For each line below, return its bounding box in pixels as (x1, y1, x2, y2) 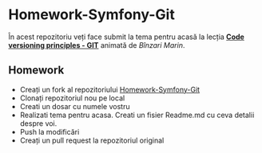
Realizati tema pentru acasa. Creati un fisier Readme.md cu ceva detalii (19, 110, 255, 120)
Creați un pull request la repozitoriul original (19, 135, 165, 145)
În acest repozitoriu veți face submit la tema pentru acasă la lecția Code (8, 32, 245, 41)
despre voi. (19, 118, 58, 128)
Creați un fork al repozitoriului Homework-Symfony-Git (19, 84, 200, 94)
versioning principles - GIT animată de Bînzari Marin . (8, 40, 185, 49)
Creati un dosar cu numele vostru (19, 101, 130, 111)
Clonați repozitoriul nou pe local (19, 93, 125, 103)
